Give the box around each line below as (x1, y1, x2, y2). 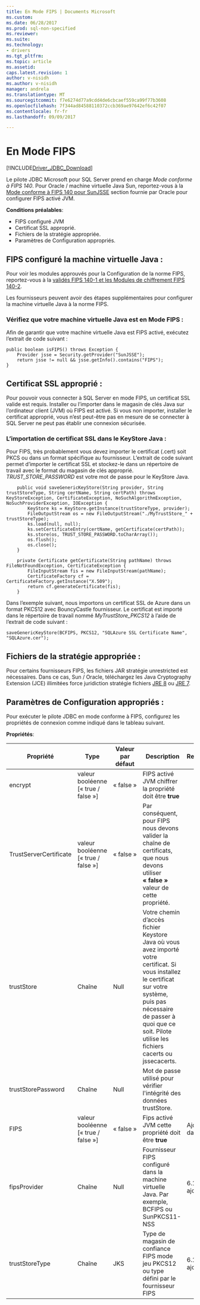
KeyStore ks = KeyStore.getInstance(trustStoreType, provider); (27, 505, 190, 512)
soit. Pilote (142, 1028, 172, 1036)
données (142, 1097, 168, 1105)
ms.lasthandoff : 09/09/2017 (6, 114, 76, 120)
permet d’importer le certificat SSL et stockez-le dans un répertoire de (6, 461, 179, 468)
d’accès (142, 916, 165, 924)
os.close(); (27, 542, 58, 548)
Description (145, 753, 180, 761)
